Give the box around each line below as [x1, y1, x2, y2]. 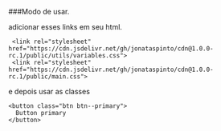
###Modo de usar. [8, 7, 70, 16]
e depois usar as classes [8, 87, 91, 96]
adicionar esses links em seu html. [8, 22, 123, 31]
